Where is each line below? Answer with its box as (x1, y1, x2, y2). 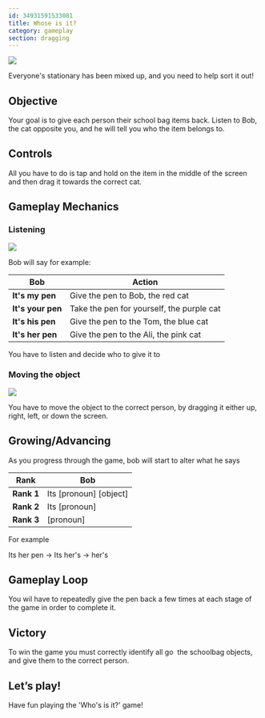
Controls (8, 147, 53, 161)
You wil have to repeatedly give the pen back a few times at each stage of (8, 594, 252, 604)
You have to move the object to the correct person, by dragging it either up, (8, 402, 258, 412)
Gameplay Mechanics (8, 200, 119, 214)
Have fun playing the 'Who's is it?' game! (8, 700, 143, 710)
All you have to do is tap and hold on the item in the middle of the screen (8, 168, 247, 178)
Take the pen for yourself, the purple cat (69, 303, 221, 314)
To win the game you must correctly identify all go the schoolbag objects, (8, 648, 253, 657)
